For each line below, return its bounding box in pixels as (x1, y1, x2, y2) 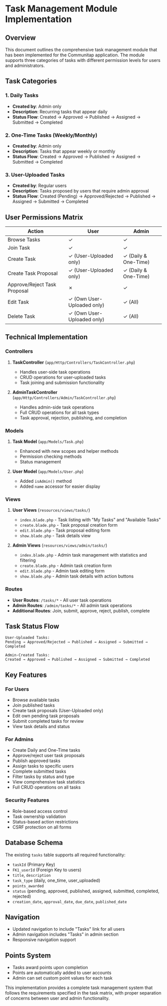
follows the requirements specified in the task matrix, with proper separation (5, 990, 162, 996)
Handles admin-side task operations (19, 404, 94, 410)
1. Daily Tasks (5, 92, 39, 99)
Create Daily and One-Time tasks (12, 747, 81, 753)
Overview (5, 33, 36, 42)
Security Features (5, 797, 50, 804)
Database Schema (5, 838, 63, 847)
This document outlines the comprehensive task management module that (5, 47, 158, 52)
